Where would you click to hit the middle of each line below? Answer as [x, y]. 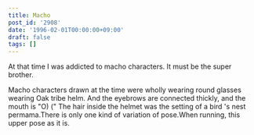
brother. [21, 75]
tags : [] [22, 44]
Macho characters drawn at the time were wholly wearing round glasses [125, 90]
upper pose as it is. [39, 123]
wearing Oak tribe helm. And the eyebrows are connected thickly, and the [127, 98]
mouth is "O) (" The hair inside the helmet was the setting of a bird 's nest [127, 107]
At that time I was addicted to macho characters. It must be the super [120, 66]
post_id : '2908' [34, 23]
